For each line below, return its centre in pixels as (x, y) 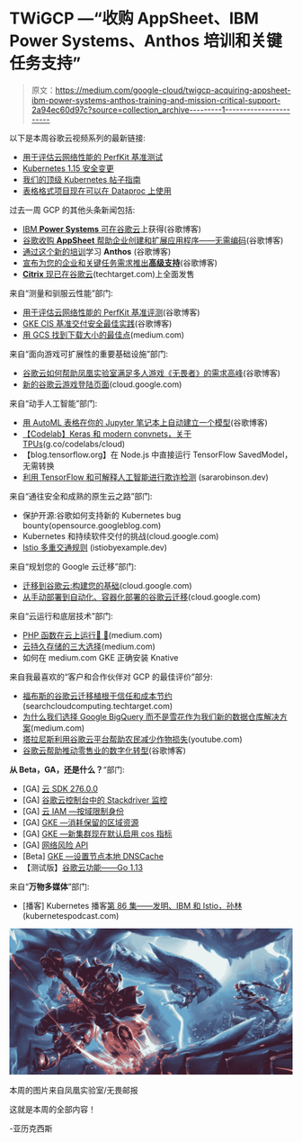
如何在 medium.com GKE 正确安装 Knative (100, 657)
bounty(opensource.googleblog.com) (92, 525)
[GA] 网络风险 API (55, 845)
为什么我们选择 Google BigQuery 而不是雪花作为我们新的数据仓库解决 (151, 716)
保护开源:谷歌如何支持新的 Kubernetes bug (102, 515)
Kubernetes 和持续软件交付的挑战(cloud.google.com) (120, 535)
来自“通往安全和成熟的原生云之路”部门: (81, 496)
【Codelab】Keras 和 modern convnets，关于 (107, 434)
